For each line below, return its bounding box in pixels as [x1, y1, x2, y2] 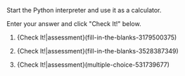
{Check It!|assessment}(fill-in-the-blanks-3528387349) [16, 47, 179, 55]
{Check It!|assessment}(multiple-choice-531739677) [16, 61, 170, 69]
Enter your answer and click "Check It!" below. [6, 20, 141, 27]
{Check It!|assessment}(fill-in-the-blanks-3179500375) [16, 33, 177, 42]
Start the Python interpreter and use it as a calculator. [6, 6, 162, 14]
